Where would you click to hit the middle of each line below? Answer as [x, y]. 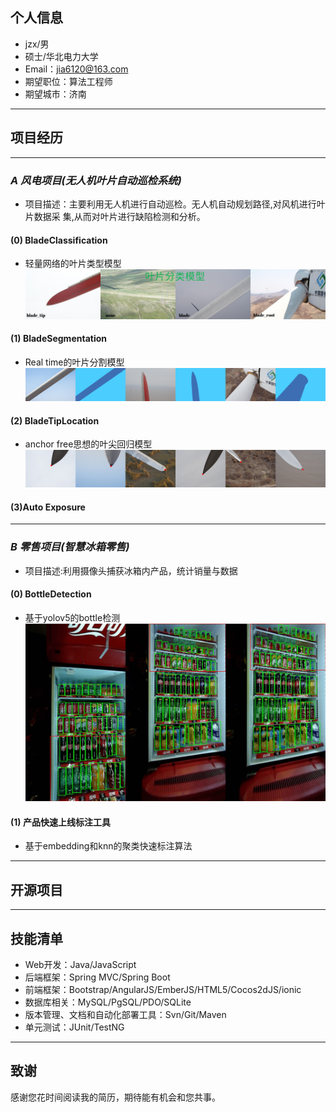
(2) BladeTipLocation [55, 420]
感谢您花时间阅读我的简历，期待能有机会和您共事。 [115, 1097]
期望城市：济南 [55, 94]
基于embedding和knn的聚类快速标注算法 [108, 846]
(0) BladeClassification [59, 240]
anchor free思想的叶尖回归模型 [88, 444]
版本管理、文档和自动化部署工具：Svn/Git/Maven [125, 1014]
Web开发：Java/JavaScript [80, 964]
